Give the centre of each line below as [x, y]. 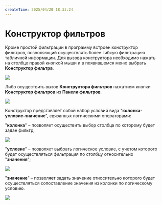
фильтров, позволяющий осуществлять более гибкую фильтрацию [75, 52]
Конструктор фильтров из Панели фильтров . [53, 92]
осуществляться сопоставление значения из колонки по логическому [79, 183]
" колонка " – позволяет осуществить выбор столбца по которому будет [80, 125]
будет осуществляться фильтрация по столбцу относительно [69, 154]
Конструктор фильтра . [30, 68]
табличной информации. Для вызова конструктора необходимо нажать [80, 58]
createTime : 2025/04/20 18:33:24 [39, 10]
